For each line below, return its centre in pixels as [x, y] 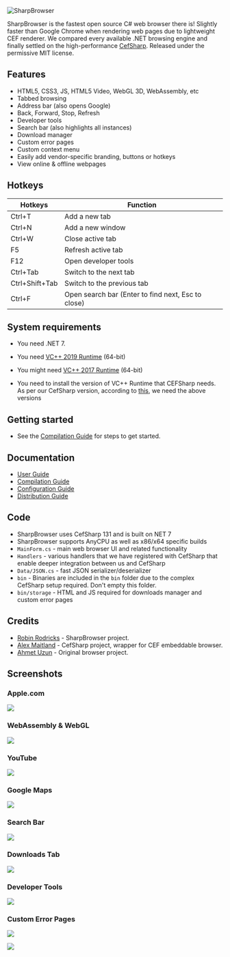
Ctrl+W [22, 239]
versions [29, 398]
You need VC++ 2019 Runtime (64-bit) [71, 357]
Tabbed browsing [42, 98]
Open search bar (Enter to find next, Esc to [133, 294]
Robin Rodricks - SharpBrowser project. [73, 638]
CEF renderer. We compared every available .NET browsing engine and [107, 38]
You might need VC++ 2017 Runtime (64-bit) [80, 370]
